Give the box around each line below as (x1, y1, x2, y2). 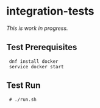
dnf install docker (9, 58, 59, 65)
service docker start (9, 63, 64, 70)
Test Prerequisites (6, 42, 77, 52)
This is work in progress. (6, 24, 68, 32)
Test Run (6, 81, 41, 91)
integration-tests (6, 4, 95, 18)
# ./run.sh (9, 96, 37, 103)
